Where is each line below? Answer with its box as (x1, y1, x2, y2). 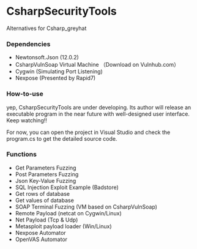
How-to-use (6, 90, 44, 98)
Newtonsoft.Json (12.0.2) (15, 54, 80, 61)
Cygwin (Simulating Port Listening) (15, 68, 103, 75)
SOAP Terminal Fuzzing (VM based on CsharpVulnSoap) (15, 203, 158, 210)
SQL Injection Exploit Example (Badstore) (15, 184, 119, 191)
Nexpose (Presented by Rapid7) (15, 75, 96, 82)
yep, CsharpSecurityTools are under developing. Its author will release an (6, 103, 191, 111)
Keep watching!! (6, 116, 48, 124)
